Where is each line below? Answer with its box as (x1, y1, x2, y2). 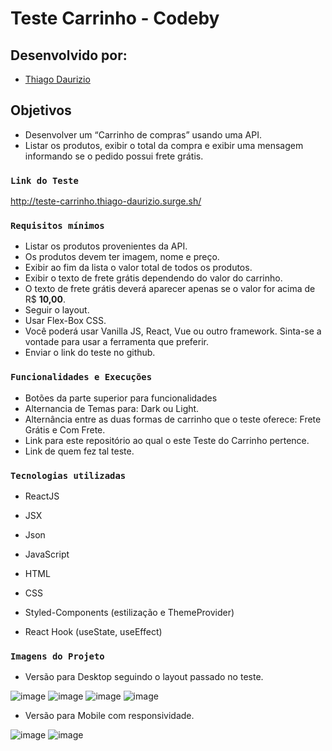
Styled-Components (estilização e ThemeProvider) (24, 607, 235, 618)
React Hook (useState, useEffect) (24, 626, 163, 637)
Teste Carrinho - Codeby (10, 7, 220, 30)
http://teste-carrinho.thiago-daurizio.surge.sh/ (10, 195, 202, 207)
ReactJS (24, 490, 60, 502)
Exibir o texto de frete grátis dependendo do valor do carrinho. (24, 272, 283, 284)
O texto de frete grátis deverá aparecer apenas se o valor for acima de (24, 283, 316, 295)
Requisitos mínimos (10, 220, 105, 232)
